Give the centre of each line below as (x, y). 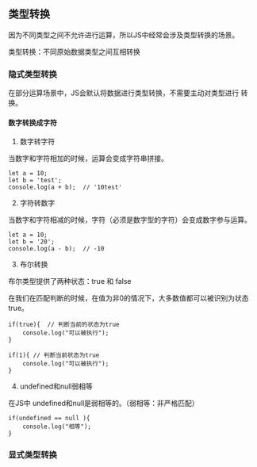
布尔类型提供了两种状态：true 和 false (70, 281)
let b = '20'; (32, 242)
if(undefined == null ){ (49, 419)
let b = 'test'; (35, 181)
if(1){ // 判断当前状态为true (54, 355)
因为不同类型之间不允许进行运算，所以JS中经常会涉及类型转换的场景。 (124, 35)
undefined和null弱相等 (56, 386)
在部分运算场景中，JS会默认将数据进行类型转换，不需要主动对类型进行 (124, 93)
